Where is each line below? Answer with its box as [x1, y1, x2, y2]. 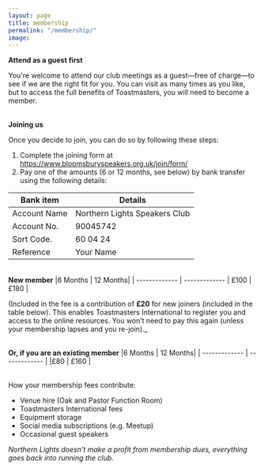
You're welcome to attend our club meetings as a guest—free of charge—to [8, 71, 255, 80]
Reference [12, 246, 51, 258]
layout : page [8, 11, 51, 20]
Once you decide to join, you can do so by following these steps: [8, 136, 219, 145]
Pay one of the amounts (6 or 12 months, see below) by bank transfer [19, 167, 246, 177]
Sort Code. [12, 234, 53, 245]
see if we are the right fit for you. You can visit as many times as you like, [8, 79, 246, 89]
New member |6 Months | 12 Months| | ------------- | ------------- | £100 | [8, 275, 252, 285]
